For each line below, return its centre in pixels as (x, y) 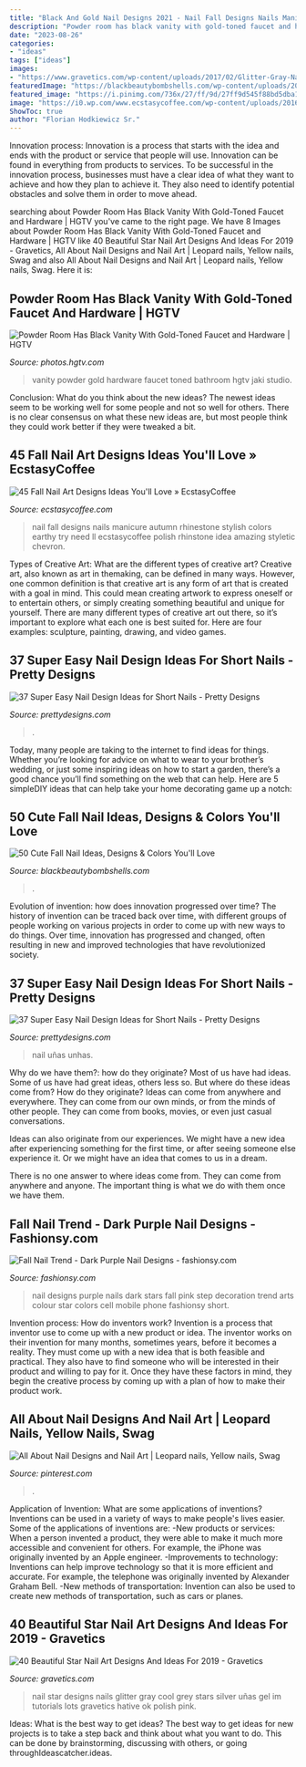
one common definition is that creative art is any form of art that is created (149, 583)
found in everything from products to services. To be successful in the (142, 165)
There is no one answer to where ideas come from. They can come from (145, 1176)
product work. (36, 1391)
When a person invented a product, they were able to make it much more (146, 1537)
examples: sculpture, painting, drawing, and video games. (118, 631)
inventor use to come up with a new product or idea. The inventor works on (151, 1332)
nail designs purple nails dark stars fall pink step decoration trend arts (163, 1295)
